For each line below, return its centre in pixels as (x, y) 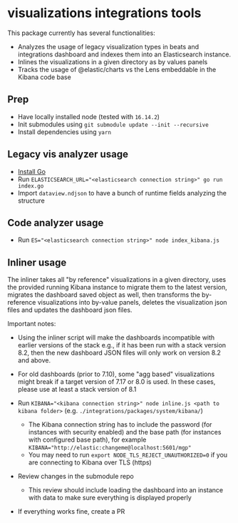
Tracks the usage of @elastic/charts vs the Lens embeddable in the (117, 69)
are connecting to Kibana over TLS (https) (90, 462)
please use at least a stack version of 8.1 (77, 390)
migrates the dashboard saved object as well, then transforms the (104, 295)
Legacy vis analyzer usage (68, 154)
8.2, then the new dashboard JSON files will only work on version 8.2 (119, 353)
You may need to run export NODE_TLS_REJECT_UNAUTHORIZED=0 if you (128, 455)
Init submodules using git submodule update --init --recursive (113, 124)
